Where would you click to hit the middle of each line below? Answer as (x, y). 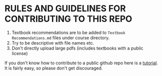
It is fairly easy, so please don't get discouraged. (54, 68)
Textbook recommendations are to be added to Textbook (69, 32)
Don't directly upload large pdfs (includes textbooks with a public (78, 48)
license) (20, 53)
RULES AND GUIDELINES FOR (65, 9)
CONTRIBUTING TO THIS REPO (69, 19)
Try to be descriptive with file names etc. (53, 43)
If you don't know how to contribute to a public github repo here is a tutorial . (81, 63)
